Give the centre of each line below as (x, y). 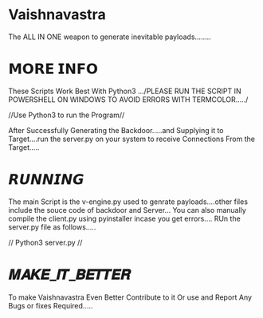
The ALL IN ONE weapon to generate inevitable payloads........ (110, 37)
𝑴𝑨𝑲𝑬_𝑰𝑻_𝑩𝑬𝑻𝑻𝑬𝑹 (70, 275)
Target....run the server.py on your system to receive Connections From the (131, 139)
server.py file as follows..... (52, 227)
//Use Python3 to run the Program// (67, 115)
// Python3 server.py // (45, 242)
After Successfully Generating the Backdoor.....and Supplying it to (116, 130)
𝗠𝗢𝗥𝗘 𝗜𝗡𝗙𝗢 (53, 69)
